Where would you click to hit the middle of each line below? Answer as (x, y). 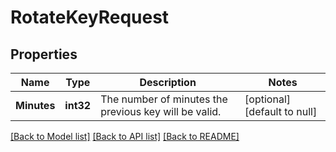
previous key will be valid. (161, 111)
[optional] (268, 99)
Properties (44, 54)
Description (168, 82)
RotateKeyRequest (90, 17)
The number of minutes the (164, 99)
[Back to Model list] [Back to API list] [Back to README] (125, 136)
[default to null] (281, 111)
